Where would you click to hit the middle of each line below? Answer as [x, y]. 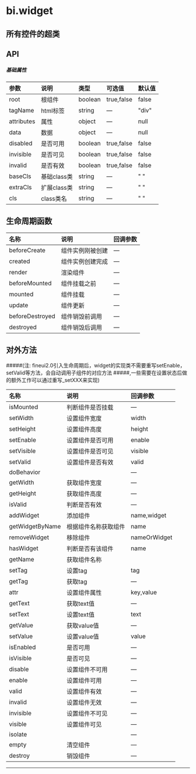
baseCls [20, 176]
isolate [18, 734]
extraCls [20, 187]
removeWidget [29, 537]
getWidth [22, 482]
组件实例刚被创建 [84, 250]
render [18, 272]
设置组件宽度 [84, 418]
